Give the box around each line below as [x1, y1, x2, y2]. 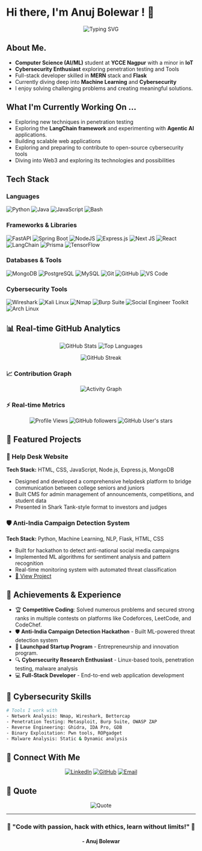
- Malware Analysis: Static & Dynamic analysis [6, 736, 128, 742]
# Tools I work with [6, 707, 58, 714]
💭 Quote [6, 786, 37, 796]
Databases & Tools [6, 256, 62, 264]
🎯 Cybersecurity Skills [6, 691, 91, 702]
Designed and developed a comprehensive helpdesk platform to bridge [14, 478, 192, 485]
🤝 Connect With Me [6, 752, 81, 762]
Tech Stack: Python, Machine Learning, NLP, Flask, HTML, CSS [6, 535, 164, 542]
